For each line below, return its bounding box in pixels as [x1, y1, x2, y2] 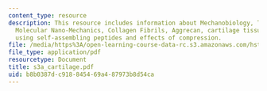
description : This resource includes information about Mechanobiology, [8, 19, 254, 27]
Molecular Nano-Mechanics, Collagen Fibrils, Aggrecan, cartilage [15, 26, 240, 34]
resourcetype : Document [8, 56, 87, 64]
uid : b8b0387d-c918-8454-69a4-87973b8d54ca [8, 70, 155, 78]
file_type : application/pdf [8, 48, 102, 56]
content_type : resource [8, 11, 87, 20]
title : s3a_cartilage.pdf [8, 63, 94, 71]
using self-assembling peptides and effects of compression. [15, 33, 222, 42]
